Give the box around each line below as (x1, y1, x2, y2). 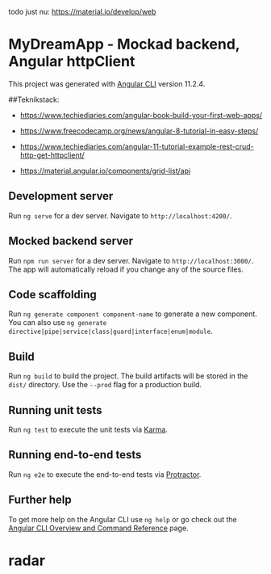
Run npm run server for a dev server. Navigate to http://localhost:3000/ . (8, 255, 254, 265)
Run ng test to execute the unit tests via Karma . (8, 424, 168, 434)
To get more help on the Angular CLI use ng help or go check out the (8, 514, 237, 524)
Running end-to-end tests (8, 448, 142, 462)
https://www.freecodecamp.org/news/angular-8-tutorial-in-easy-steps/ (19, 125, 259, 136)
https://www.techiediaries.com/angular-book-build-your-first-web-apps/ (19, 110, 263, 120)
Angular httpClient (8, 53, 135, 71)
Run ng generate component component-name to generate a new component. (8, 309, 258, 319)
